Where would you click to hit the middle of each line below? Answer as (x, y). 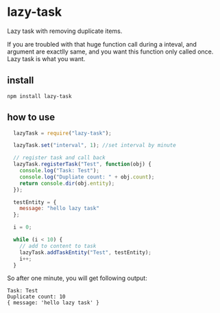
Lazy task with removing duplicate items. (65, 31)
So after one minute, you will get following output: (77, 278)
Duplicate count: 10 (37, 297)
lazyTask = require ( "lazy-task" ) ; (62, 133)
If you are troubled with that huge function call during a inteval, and (102, 44)
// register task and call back (60, 158)
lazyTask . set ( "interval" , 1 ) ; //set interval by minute (95, 146)
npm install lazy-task (39, 96)
